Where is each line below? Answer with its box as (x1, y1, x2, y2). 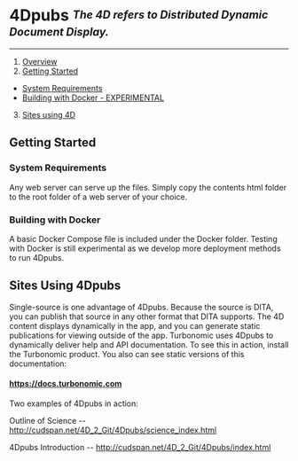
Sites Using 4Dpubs (9, 278, 122, 293)
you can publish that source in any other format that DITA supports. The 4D (9, 311, 285, 322)
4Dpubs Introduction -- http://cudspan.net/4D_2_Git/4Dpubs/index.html (9, 441, 271, 452)
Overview (21, 56, 58, 66)
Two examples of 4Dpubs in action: (9, 398, 139, 409)
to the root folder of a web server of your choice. (9, 191, 188, 202)
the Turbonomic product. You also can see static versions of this (9, 348, 245, 359)
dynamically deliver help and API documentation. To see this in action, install (9, 339, 289, 350)
